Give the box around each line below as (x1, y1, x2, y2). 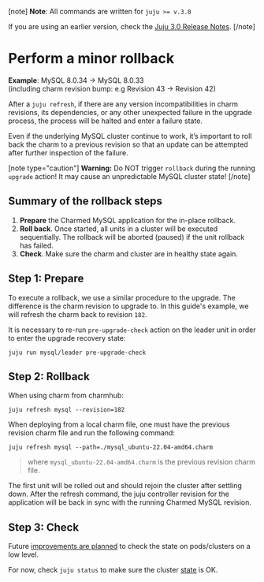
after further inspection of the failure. (8, 147, 128, 157)
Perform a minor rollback (8, 50, 175, 68)
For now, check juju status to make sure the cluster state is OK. (8, 565, 218, 575)
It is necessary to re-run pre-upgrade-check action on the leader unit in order (8, 325, 256, 334)
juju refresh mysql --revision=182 (8, 406, 125, 414)
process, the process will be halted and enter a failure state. (8, 116, 203, 125)
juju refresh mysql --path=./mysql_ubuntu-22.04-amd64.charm (8, 443, 214, 452)
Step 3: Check (8, 520, 80, 534)
